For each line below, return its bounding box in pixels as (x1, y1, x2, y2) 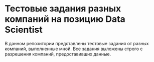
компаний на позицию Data (5, 13, 126, 25)
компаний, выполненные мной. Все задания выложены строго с (5, 46, 143, 52)
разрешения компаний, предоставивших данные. (5, 51, 111, 57)
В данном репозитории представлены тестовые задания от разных (5, 40, 149, 46)
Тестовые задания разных (5, 3, 121, 14)
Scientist (5, 24, 43, 35)
